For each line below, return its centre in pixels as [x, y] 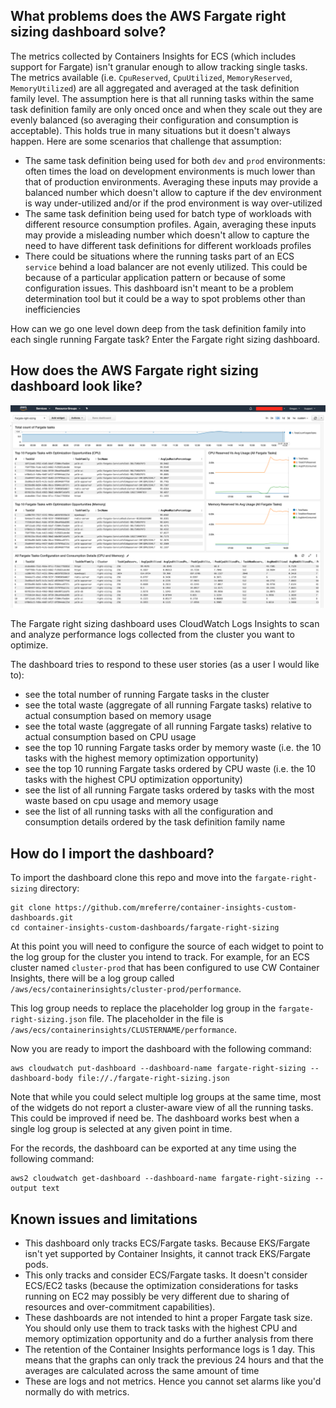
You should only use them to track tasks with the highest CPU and [161, 1328]
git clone [31, 908]
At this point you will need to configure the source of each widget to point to [167, 946]
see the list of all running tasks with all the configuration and [149, 811]
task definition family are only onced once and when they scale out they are [166, 109]
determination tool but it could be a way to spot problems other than [165, 298]
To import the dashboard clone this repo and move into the [131, 878]
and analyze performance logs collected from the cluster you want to [152, 635]
